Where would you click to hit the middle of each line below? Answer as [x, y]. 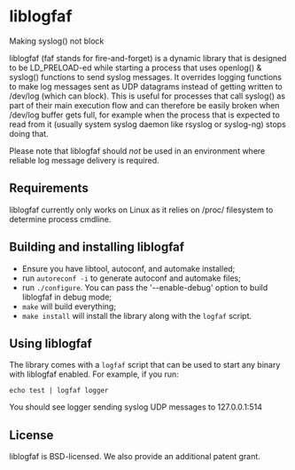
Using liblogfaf [51, 343]
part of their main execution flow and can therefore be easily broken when [144, 105]
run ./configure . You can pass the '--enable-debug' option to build [145, 287]
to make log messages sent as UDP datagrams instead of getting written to [146, 86]
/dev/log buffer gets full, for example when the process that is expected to [145, 115]
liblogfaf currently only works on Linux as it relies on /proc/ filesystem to [141, 210]
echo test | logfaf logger [59, 391]
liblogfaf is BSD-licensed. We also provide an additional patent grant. [135, 457]
